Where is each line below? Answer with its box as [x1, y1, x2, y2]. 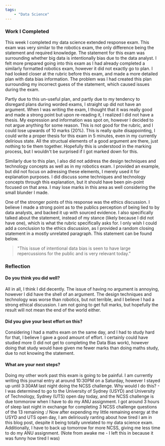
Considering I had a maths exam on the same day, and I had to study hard [5, 329, 155, 335]
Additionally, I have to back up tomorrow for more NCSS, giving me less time [5, 425, 161, 431]
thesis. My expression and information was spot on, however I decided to [5, 117, 154, 123]
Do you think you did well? [5, 275, 60, 281]
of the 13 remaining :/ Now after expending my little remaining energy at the [5, 409, 159, 415]
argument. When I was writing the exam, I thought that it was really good [5, 107, 153, 112]
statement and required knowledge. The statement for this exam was [5, 50, 145, 56]
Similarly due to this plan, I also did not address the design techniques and [5, 158, 156, 164]
